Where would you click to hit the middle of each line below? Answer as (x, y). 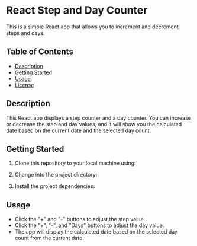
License (24, 85)
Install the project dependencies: (55, 186)
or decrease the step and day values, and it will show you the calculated (94, 124)
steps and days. (26, 33)
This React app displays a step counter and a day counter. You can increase (98, 118)
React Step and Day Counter (77, 10)
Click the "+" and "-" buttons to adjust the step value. (80, 219)
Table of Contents (40, 52)
